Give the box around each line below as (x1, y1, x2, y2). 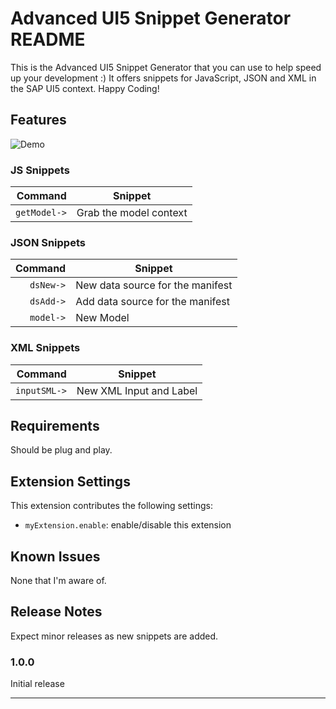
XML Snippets (10, 341, 81, 355)
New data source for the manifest (75, 278, 233, 292)
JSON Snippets (10, 235, 86, 249)
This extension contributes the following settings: (10, 500, 213, 512)
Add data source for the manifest (75, 295, 230, 309)
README (10, 28, 86, 51)
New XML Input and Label (76, 383, 198, 397)
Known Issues (10, 548, 101, 565)
